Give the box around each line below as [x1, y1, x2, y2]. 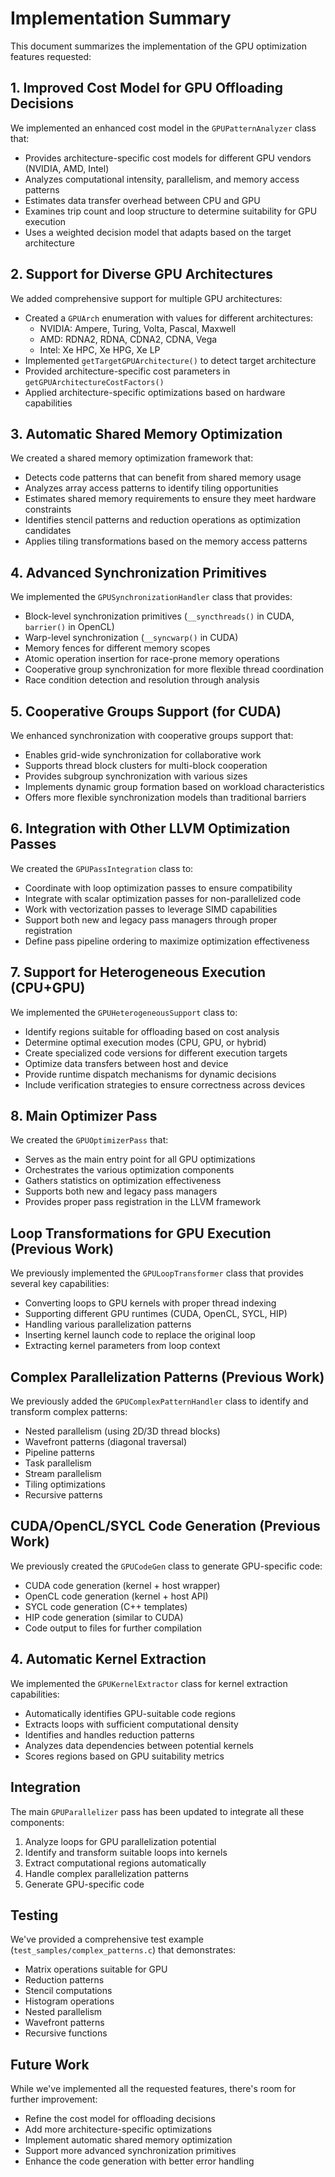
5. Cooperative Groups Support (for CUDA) [10, 703, 282, 720]
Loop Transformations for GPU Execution [10, 1225, 272, 1242]
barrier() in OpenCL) [24, 621, 115, 633]
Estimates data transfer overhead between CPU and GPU [24, 194, 261, 206]
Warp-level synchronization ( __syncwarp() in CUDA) [24, 632, 239, 644]
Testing [10, 1907, 59, 1924]
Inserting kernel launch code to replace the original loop [24, 1329, 256, 1341]
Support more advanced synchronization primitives [24, 2145, 237, 2157]
